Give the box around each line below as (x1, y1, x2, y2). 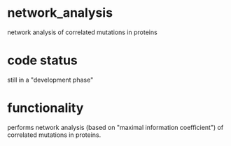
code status (7, 52, 78, 68)
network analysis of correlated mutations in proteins (7, 28, 157, 36)
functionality (7, 100, 84, 116)
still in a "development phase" (7, 75, 94, 84)
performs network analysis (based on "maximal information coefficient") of (7, 123, 224, 131)
